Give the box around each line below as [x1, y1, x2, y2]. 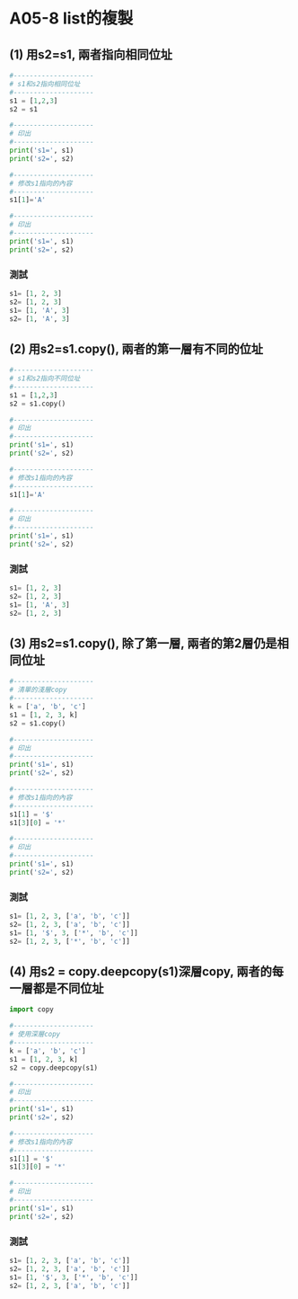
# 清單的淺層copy [9, 685, 67, 695]
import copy [9, 1005, 54, 1014]
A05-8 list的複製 [9, 8, 134, 29]
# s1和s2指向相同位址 [9, 79, 81, 88]
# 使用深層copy [9, 1030, 61, 1039]
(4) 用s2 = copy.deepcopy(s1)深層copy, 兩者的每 [9, 964, 285, 980]
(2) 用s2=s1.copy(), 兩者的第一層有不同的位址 [9, 341, 264, 356]
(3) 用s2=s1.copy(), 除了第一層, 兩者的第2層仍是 [9, 636, 277, 652]
